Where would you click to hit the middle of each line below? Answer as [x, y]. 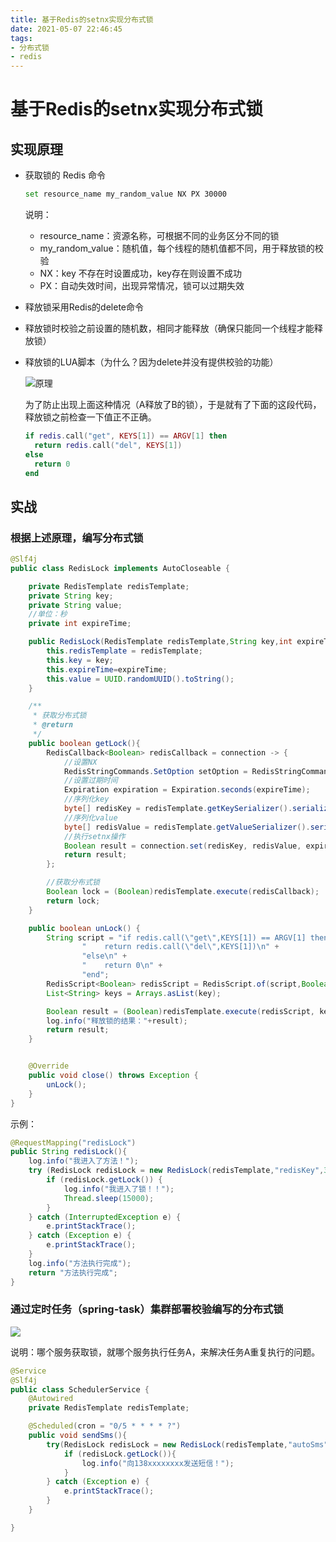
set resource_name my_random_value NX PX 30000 [125, 194]
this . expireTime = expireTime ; [107, 669]
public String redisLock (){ [69, 1152]
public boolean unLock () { [84, 928]
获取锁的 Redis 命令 [65, 175]
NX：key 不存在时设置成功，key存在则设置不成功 [140, 273]
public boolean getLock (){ [84, 743]
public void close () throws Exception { [113, 1076]
